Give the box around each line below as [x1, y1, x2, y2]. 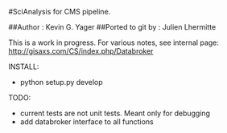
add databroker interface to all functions [19, 117, 155, 127]
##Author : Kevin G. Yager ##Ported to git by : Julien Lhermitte [8, 22, 217, 31]
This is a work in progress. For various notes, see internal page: [8, 38, 220, 47]
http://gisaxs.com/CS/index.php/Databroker [8, 46, 154, 55]
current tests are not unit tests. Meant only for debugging [19, 108, 211, 118]
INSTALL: [8, 62, 39, 71]
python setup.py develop [19, 78, 103, 87]
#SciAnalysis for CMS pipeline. [8, 7, 111, 16]
